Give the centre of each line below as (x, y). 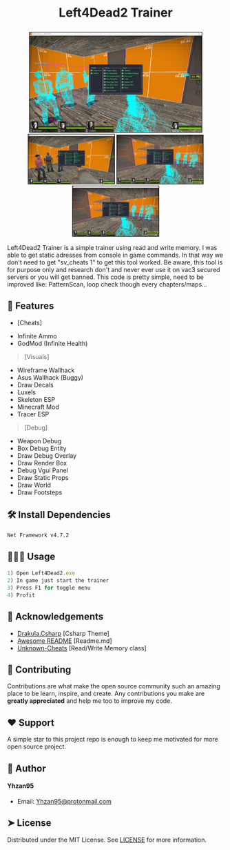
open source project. (37, 746)
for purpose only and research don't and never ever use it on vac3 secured (114, 269)
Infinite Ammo (37, 336)
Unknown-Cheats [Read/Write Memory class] (82, 648)
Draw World (34, 485)
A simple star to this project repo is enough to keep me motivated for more (113, 740)
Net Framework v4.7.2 (38, 535)
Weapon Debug (39, 441)
